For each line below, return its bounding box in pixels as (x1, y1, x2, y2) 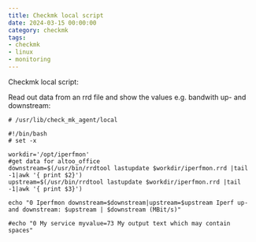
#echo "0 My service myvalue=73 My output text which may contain (8, 219, 231, 227)
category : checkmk (8, 26, 69, 34)
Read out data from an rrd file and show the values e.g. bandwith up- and (8, 92, 247, 102)
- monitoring (8, 56, 51, 64)
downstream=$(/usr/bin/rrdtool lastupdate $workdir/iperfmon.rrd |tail (8, 164, 248, 172)
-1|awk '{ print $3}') (8, 184, 83, 193)
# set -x (8, 136, 37, 144)
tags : (8, 33, 26, 42)
